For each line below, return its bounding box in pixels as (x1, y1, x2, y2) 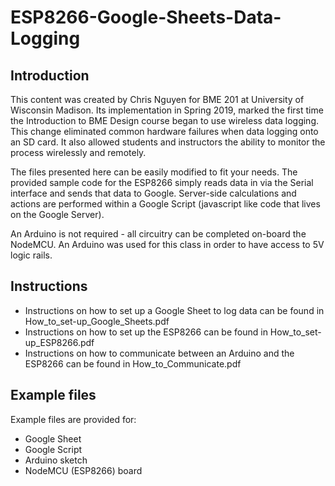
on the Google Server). (10, 209, 105, 220)
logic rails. (10, 249, 53, 261)
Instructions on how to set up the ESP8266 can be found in (24, 326, 268, 338)
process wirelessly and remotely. (10, 147, 147, 158)
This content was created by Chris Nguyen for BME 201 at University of (10, 94, 305, 105)
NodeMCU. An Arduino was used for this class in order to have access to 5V (10, 239, 325, 250)
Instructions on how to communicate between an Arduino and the (24, 347, 295, 359)
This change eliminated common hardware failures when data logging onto (10, 126, 319, 137)
